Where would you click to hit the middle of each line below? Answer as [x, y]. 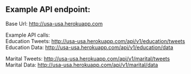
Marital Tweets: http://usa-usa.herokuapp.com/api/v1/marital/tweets [88, 58]
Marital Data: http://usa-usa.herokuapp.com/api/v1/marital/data [82, 65]
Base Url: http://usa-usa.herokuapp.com [54, 23]
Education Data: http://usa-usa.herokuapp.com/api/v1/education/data [89, 47]
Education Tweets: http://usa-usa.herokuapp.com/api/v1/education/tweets [95, 41]
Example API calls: [28, 35]
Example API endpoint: [48, 10]
